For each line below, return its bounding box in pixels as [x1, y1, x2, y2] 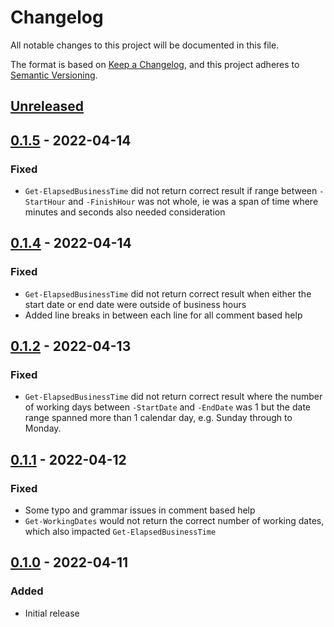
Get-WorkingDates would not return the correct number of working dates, [24, 515, 325, 527]
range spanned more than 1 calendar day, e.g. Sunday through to [24, 412, 293, 424]
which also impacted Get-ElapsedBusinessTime [24, 526, 217, 538]
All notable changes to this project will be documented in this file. [10, 39, 280, 51]
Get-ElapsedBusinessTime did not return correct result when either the [24, 287, 312, 300]
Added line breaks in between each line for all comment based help [24, 309, 303, 321]
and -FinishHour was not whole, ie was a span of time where [68, 196, 319, 208]
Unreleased [10, 98, 85, 115]
